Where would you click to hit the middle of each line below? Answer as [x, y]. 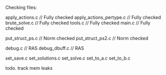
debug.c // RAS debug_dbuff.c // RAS [45, 48]
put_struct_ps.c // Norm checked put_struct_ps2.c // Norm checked [77, 38]
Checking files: [21, 7]
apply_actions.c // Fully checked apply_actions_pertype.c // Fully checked [83, 17]
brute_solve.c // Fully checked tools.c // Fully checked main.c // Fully [78, 23]
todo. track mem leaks [29, 68]
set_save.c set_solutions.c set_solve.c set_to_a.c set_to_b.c [68, 58]
